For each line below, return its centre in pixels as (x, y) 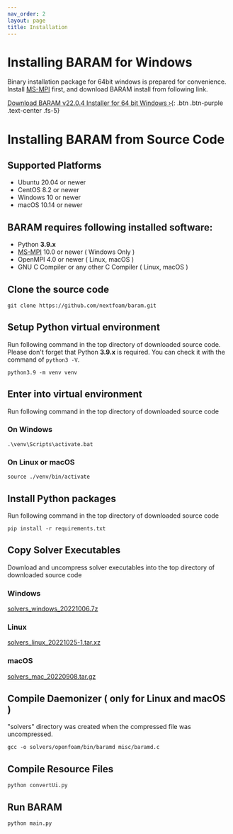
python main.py (30, 823)
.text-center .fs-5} (34, 111)
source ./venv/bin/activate (49, 477)
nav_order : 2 (27, 14)
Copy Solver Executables (64, 550)
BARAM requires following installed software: (110, 227)
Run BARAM (35, 807)
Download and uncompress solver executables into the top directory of (111, 567)
